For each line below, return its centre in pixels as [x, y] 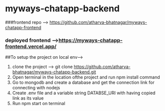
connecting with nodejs [36, 88]
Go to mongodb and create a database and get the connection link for [83, 82]
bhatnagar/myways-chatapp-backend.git [54, 72]
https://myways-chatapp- [90, 40]
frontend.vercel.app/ [31, 46]
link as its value [28, 98]
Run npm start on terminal [39, 104]
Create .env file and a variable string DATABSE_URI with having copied [84, 93]
